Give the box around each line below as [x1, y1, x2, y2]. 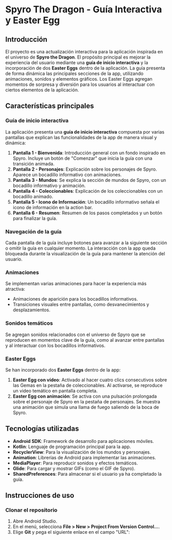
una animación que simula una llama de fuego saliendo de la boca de [12, 404, 159, 410]
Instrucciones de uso [5, 491, 74, 500]
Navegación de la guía [5, 228, 62, 235]
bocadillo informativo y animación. [12, 182, 86, 189]
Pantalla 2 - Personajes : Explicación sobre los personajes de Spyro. [12, 166, 158, 172]
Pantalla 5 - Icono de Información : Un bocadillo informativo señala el [12, 199, 160, 205]
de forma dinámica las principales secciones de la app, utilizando [5, 70, 144, 77]
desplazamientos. [12, 307, 50, 313]
